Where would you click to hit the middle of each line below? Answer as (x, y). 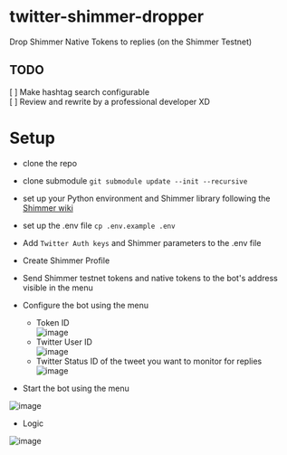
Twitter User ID (64, 342)
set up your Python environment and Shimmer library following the (146, 198)
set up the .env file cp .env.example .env (99, 225)
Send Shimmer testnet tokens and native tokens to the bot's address (150, 278)
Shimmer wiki (48, 208)
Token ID (53, 322)
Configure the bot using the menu (86, 305)
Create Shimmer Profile (66, 261)
